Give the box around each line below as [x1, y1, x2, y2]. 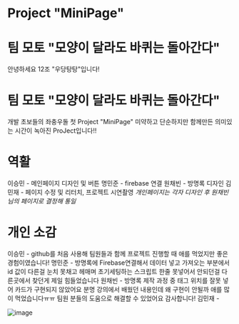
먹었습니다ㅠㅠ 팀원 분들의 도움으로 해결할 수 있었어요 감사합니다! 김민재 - [14, 294, 220, 303]
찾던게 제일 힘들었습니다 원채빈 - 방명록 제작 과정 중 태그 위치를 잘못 [31, 276, 221, 285]
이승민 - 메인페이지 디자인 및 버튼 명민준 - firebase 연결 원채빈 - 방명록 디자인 [7, 179, 225, 187]
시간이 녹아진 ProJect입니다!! [14, 126, 97, 135]
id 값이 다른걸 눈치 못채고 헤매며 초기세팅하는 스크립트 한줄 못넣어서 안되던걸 [7, 267, 220, 275]
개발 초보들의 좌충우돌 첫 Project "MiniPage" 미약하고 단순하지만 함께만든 [7, 118, 214, 126]
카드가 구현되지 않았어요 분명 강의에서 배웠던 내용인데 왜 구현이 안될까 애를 [14, 285, 223, 293]
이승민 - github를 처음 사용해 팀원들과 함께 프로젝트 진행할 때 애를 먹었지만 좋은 [7, 249, 228, 258]
